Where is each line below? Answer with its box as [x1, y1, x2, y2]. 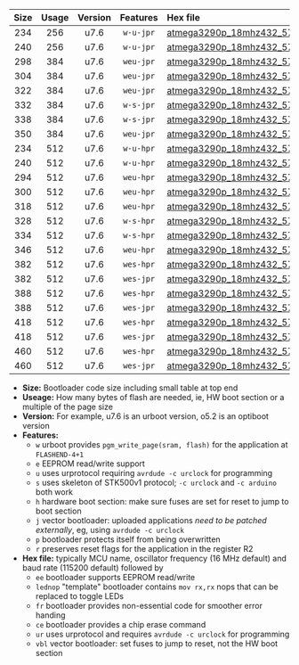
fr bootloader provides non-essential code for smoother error [35, 601, 263, 611]
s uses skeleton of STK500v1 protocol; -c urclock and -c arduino [35, 477, 278, 488]
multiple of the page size [21, 401, 114, 412]
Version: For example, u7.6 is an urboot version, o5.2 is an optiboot [21, 411, 270, 422]
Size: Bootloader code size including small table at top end [21, 382, 238, 393]
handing [35, 610, 66, 620]
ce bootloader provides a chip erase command [35, 620, 206, 629]
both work [35, 487, 74, 497]
